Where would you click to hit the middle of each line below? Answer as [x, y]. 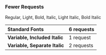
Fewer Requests [25, 7]
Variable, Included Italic [35, 37]
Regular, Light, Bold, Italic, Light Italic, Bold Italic [53, 18]
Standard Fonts [26, 29]
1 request [80, 37]
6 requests [82, 29]
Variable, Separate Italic [36, 46]
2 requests [81, 46]
